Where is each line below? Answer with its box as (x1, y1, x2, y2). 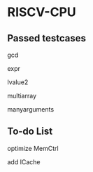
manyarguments (7, 105, 55, 113)
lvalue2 (7, 78, 29, 86)
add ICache (7, 157, 41, 166)
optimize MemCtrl (7, 144, 59, 152)
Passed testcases (7, 32, 86, 44)
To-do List (7, 126, 53, 138)
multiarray (7, 92, 37, 100)
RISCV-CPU (7, 4, 77, 20)
